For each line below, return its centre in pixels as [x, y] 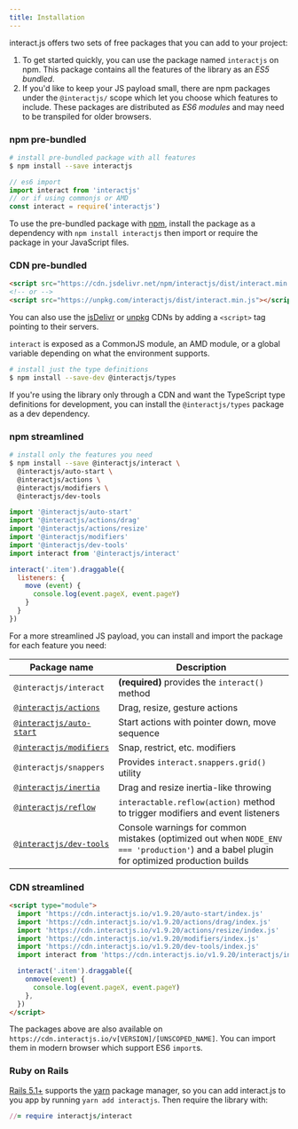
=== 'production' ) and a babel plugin [196, 850]
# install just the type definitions [79, 370]
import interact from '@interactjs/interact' [94, 553]
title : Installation [47, 17]
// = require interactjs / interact [71, 1116]
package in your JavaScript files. [69, 243]
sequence [139, 733]
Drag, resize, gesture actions [178, 708]
